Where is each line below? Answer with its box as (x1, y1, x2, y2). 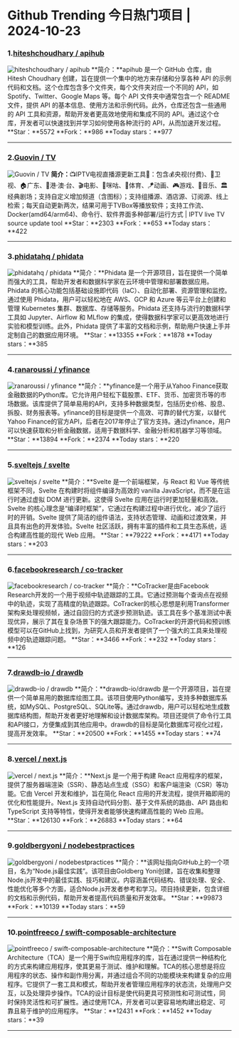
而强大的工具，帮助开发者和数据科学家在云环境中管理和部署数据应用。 (7, 277, 213, 286)
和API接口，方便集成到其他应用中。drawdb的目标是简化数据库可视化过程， (7, 720, 227, 729)
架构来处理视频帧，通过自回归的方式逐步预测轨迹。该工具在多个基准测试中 (7, 608, 225, 617)
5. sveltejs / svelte (7, 460, 70, 470)
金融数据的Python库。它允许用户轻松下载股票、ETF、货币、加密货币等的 (7, 391, 221, 399)
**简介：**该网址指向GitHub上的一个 (115, 858, 223, 866)
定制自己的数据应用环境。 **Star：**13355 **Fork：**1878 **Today (7, 331, 213, 339)
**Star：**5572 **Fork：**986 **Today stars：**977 (7, 128, 173, 136)
